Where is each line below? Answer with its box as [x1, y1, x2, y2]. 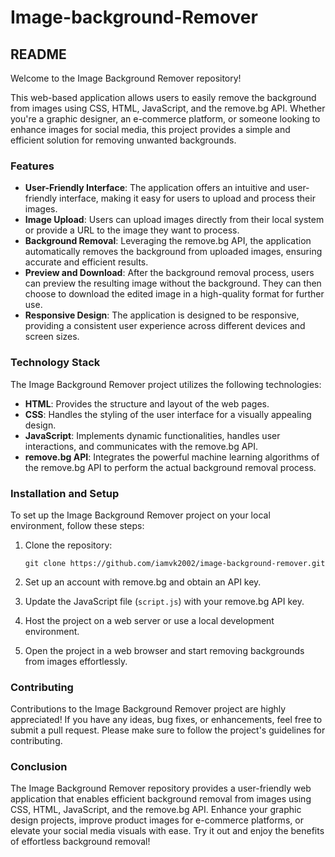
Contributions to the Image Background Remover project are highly [10, 703, 287, 715]
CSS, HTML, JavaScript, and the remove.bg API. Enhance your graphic [10, 804, 302, 816]
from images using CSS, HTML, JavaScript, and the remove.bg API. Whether [10, 102, 326, 114]
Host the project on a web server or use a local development [24, 614, 275, 626]
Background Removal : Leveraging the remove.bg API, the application [24, 235, 312, 247]
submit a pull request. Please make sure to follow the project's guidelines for [10, 724, 326, 736]
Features [10, 159, 55, 173]
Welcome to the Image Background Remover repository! [10, 72, 242, 84]
